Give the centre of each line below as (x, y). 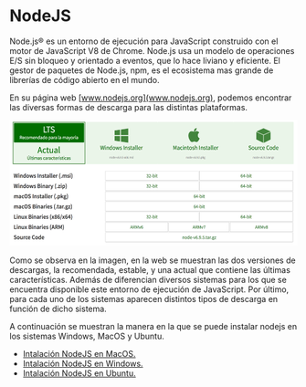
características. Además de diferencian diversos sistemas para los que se (148, 279)
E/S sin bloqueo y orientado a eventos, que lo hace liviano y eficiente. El (145, 60)
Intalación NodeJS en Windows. (83, 363)
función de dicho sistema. (58, 309)
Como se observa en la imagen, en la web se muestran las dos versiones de (153, 260)
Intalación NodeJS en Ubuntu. (79, 373)
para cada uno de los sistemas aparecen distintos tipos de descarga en (144, 298)
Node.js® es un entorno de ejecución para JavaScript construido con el (144, 41)
